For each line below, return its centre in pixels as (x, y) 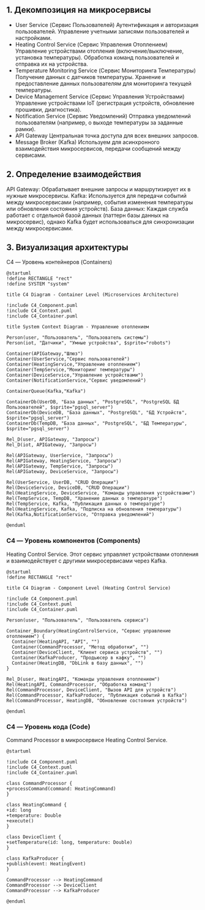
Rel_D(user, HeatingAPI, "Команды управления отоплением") (83, 679)
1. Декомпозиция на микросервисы (79, 10)
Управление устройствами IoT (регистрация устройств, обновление (105, 103)
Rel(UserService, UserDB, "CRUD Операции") (63, 483)
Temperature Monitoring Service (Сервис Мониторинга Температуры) (106, 70)
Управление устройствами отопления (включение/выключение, (99, 51)
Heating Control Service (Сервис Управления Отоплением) (91, 44)
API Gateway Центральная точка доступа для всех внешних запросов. (107, 135)
